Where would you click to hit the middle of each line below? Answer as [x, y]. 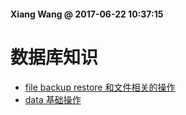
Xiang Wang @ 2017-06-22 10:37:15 [87, 14]
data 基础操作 [53, 99]
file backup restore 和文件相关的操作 [100, 87]
